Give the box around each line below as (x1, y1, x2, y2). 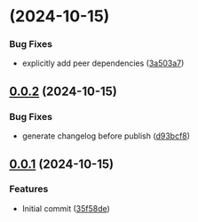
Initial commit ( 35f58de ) (21, 202, 111, 214)
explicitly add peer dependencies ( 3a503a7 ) (21, 58, 185, 68)
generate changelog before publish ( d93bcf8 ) (21, 131, 191, 141)
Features (9, 183, 49, 195)
